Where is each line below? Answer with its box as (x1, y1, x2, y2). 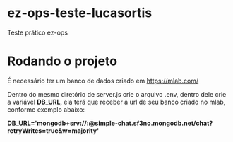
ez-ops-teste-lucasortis (7, 5, 153, 21)
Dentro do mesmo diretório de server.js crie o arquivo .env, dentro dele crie (7, 90, 227, 98)
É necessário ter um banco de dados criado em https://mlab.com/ (7, 76, 199, 85)
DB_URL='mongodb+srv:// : (7, 119, 90, 127)
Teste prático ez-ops (7, 28, 68, 37)
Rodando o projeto (7, 53, 118, 69)
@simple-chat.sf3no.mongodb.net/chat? (88, 119, 213, 127)
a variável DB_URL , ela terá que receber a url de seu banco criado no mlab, (7, 97, 226, 106)
